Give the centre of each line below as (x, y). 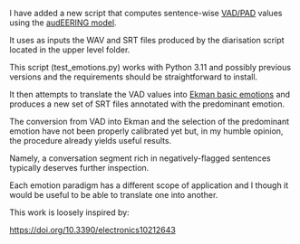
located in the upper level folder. (70, 50)
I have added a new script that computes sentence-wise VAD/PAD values (146, 13)
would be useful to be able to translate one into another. (114, 195)
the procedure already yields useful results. (91, 141)
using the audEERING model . (63, 23)
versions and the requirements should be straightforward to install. (134, 77)
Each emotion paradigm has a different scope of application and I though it (149, 185)
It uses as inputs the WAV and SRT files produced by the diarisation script (147, 40)
